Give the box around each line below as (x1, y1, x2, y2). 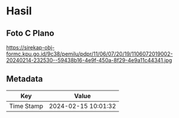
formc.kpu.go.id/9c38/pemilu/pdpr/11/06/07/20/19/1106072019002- (6, 50, 173, 58)
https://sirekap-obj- (6, 44, 55, 51)
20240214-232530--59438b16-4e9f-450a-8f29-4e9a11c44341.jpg (6, 57, 172, 63)
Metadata (6, 74, 43, 84)
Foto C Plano (6, 28, 54, 38)
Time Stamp (9, 102, 44, 110)
